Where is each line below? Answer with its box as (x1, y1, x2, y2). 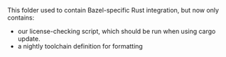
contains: (7, 13, 35, 22)
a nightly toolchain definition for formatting (17, 42, 144, 50)
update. (17, 34, 41, 43)
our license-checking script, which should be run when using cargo (17, 27, 216, 35)
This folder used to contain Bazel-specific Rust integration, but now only (7, 6, 219, 14)
